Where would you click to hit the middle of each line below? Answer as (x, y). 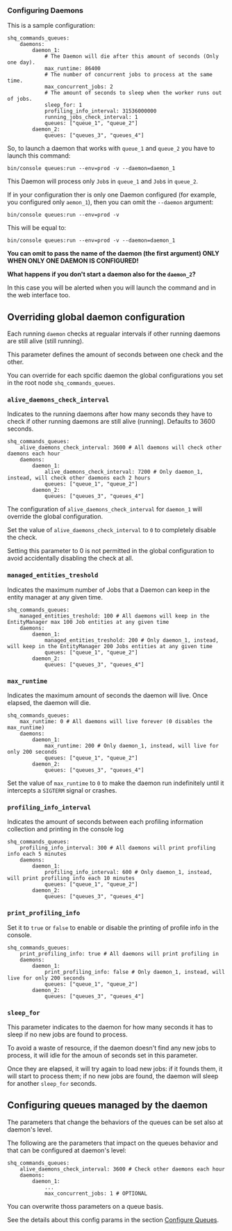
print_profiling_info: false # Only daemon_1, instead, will (135, 972)
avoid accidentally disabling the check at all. (71, 559)
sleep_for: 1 (63, 105)
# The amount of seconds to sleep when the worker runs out (133, 93)
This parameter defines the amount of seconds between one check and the (115, 355)
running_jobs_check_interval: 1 (91, 117)
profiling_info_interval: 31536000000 (100, 111)
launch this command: (39, 156)
